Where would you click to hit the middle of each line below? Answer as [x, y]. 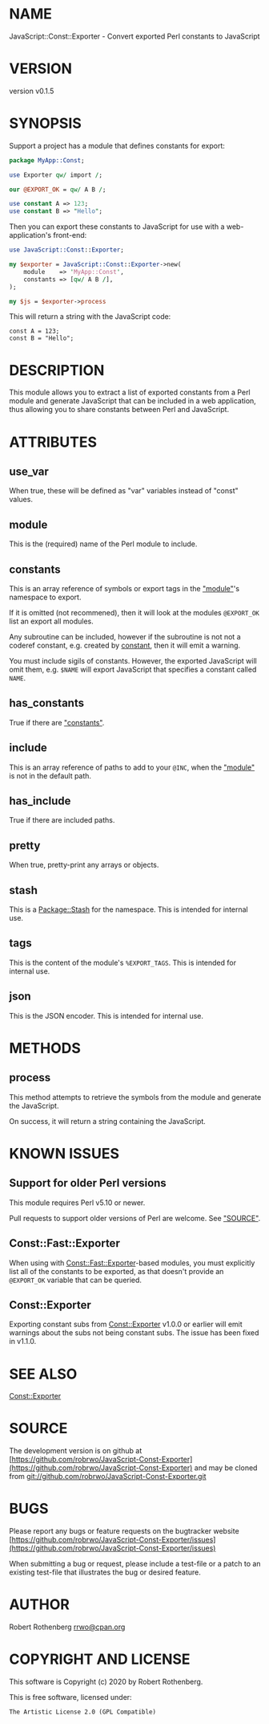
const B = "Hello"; [42, 338]
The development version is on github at [76, 1451]
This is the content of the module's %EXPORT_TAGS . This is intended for [123, 962]
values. [21, 500]
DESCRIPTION [57, 370]
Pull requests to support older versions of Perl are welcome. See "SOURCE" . [135, 1218]
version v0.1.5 [32, 91]
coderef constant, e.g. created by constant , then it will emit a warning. [125, 645]
